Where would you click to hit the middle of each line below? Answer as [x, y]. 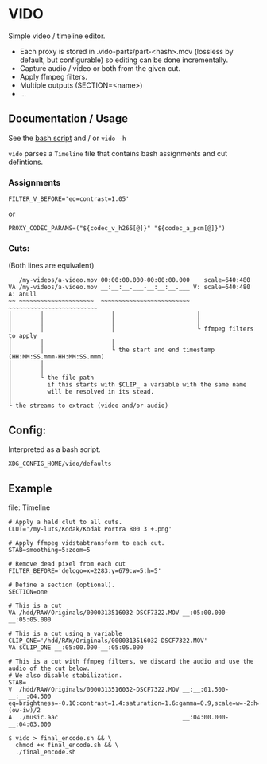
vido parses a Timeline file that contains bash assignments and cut [118, 153]
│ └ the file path [51, 378]
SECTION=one [28, 592]
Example [30, 488]
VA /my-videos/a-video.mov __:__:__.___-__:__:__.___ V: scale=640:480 [129, 288]
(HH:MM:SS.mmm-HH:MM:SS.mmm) [56, 357]
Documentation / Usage [68, 119]
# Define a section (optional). [62, 585]
